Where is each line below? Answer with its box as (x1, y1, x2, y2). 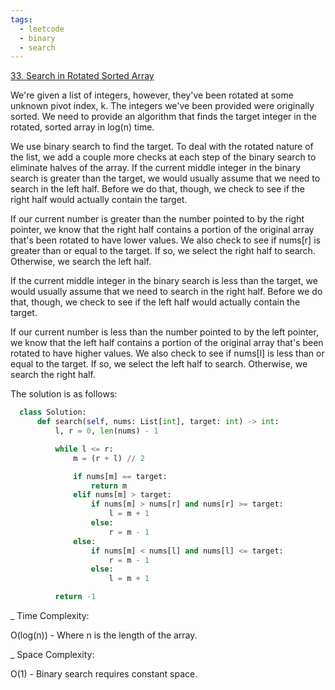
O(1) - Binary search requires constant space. (10, 668, 198, 680)
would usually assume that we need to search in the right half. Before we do (10, 286, 323, 298)
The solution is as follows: (10, 388, 118, 400)
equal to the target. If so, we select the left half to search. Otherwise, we (10, 358, 308, 370)
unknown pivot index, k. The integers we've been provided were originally (10, 100, 315, 112)
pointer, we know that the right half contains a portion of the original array (10, 224, 315, 236)
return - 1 (54, 592, 97, 602)
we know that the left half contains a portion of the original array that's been (10, 337, 324, 349)
